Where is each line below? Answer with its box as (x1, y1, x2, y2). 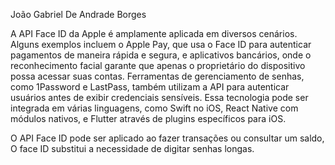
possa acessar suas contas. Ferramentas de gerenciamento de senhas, (10, 70, 305, 82)
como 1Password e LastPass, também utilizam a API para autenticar (10, 81, 290, 93)
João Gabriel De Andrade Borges (10, 9, 147, 20)
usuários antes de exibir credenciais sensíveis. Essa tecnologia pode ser (10, 92, 309, 103)
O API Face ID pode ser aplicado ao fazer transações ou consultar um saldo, (10, 132, 325, 144)
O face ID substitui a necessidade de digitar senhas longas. (10, 143, 255, 154)
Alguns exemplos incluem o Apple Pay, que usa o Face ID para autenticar (10, 39, 312, 50)
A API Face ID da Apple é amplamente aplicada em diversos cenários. (10, 28, 298, 39)
